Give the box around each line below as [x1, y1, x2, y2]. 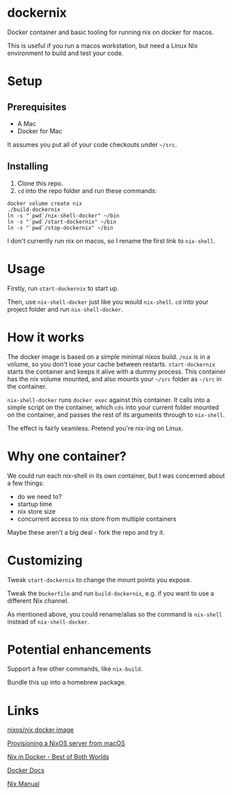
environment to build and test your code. [7, 49, 124, 57]
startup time [17, 500, 52, 508]
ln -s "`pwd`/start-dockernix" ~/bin [7, 218, 117, 225]
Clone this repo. [17, 179, 63, 188]
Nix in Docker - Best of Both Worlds [7, 753, 110, 761]
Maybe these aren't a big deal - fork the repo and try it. [7, 528, 166, 536]
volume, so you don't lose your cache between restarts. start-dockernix [7, 360, 216, 368]
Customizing [7, 552, 83, 568]
